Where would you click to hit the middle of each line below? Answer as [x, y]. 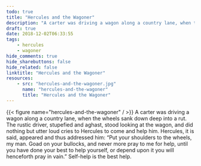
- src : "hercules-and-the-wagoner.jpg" [67, 84]
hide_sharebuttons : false [38, 62]
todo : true [20, 12]
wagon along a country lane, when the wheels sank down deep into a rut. [97, 118]
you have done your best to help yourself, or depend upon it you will [90, 150]
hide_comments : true [32, 56]
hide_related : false [32, 67]
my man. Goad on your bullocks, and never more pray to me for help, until [97, 143]
